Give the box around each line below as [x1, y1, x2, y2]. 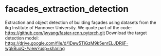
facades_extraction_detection [5, 3, 129, 15]
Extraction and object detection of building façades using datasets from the [5, 19, 157, 25]
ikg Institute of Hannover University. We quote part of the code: [5, 24, 132, 30]
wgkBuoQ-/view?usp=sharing [5, 45, 65, 51]
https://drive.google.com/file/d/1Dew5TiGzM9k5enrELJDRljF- [5, 40, 128, 46]
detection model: [5, 35, 39, 41]
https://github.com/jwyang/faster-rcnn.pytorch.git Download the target [5, 30, 147, 36]
